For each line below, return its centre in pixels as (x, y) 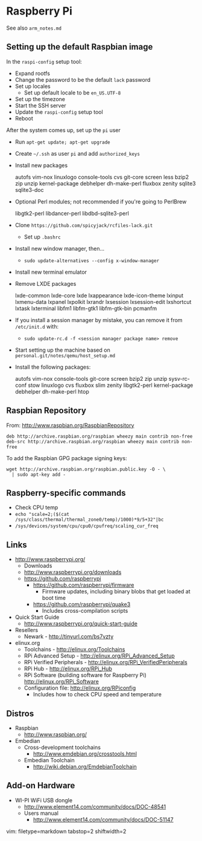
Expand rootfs (32, 73)
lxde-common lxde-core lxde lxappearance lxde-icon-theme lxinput (99, 295)
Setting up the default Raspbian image (80, 47)
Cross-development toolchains (62, 747)
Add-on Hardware (41, 786)
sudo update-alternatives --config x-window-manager (92, 261)
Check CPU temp (36, 507)
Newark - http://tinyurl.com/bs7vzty (68, 636)
